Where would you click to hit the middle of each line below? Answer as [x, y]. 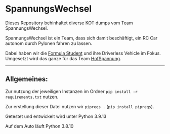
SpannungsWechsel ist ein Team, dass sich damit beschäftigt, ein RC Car [81, 38]
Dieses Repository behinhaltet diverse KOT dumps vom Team [69, 23]
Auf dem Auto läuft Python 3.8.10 [39, 126]
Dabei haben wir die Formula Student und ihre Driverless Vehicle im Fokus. [83, 53]
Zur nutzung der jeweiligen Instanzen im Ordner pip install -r [71, 91]
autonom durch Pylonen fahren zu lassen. [49, 43]
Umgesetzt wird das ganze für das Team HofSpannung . [63, 58]
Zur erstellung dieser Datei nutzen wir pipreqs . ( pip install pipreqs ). [80, 106]
